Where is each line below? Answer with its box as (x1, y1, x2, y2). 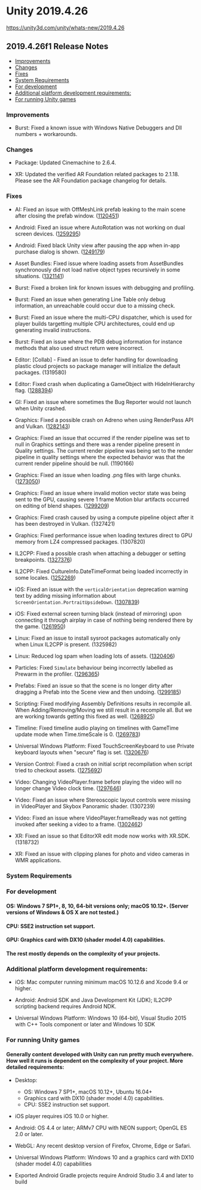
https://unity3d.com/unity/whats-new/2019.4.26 (6, 24, 124, 31)
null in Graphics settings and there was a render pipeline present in (14, 441, 181, 448)
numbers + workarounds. (14, 131, 78, 138)
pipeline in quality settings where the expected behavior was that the (14, 453, 185, 460)
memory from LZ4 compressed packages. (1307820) (14, 538, 145, 545)
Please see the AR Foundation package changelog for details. (14, 177, 167, 184)
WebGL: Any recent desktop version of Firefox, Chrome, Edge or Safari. (14, 1142, 191, 1149)
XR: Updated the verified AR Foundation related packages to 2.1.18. (14, 171, 179, 178)
